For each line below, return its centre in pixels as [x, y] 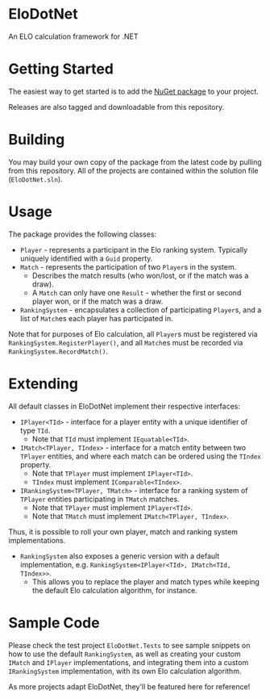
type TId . [35, 430]
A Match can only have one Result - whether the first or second [137, 292]
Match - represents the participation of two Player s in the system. [128, 266]
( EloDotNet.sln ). [35, 179]
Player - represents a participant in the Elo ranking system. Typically [134, 249]
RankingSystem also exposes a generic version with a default [120, 556]
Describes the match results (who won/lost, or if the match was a [140, 275]
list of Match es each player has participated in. [96, 318]
